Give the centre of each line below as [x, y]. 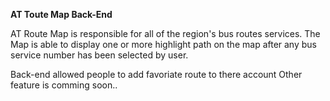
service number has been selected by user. [99, 55]
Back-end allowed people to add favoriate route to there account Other [156, 74]
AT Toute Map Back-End [61, 14]
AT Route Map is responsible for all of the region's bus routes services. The [165, 33]
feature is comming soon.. [64, 85]
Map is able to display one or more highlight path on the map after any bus [163, 44]
